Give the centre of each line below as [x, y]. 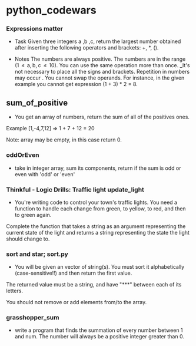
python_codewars [51, 10]
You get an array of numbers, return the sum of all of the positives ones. [102, 117]
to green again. [33, 215]
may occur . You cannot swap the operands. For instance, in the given [99, 78]
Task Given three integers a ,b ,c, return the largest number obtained [98, 41]
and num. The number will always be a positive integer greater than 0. [99, 337]
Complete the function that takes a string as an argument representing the [96, 226]
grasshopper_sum [33, 318]
